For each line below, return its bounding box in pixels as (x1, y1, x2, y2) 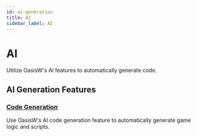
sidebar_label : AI (6, 20, 53, 26)
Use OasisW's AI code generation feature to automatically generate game (6, 116, 191, 124)
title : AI (6, 15, 32, 21)
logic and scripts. (6, 123, 50, 130)
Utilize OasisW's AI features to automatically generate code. (6, 66, 157, 74)
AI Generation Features (6, 84, 96, 95)
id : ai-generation (6, 9, 53, 15)
